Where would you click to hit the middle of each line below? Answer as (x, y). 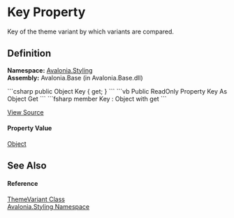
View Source (25, 112)
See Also (27, 166)
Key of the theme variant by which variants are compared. (91, 31)
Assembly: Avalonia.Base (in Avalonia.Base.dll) (75, 78)
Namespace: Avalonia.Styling (50, 70)
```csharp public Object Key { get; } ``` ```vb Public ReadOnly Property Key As (117, 91)
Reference (23, 183)
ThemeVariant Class (36, 199)
